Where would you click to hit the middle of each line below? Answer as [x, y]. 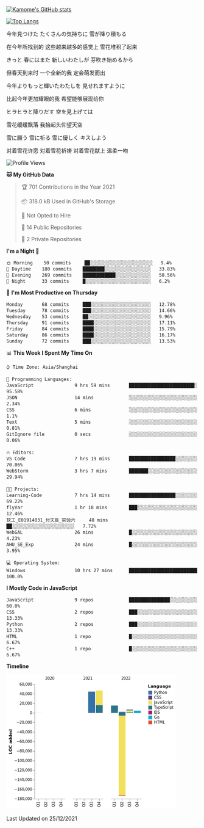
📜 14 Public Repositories [51, 227]
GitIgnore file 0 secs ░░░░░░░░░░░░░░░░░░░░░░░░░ [102, 434]
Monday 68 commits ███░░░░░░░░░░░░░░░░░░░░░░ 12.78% [91, 305]
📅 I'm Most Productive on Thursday [52, 292]
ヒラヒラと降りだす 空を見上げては [50, 112]
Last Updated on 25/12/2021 [42, 819]
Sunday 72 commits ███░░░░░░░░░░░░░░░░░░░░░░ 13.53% [91, 341]
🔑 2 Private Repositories [51, 239]
